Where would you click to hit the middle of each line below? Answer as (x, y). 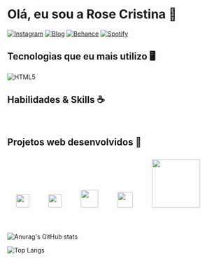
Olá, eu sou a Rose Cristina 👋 (92, 14)
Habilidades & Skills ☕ (56, 100)
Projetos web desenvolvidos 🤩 (74, 142)
